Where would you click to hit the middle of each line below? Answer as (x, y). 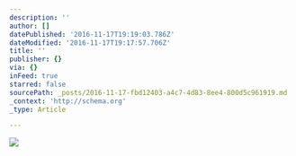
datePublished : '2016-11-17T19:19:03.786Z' (92, 34)
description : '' (40, 17)
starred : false (38, 84)
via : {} (24, 68)
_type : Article (38, 109)
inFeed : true (34, 76)
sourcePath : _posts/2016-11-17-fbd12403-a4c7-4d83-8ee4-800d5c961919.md (148, 92)
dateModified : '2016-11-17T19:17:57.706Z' (90, 43)
